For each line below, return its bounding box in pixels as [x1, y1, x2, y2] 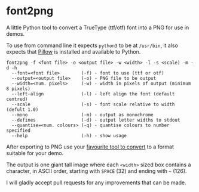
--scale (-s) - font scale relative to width [11, 101, 175, 107]
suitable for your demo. [6, 149, 64, 156]
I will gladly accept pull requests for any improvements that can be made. [6, 179, 186, 186]
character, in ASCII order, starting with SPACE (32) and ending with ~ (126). [6, 167, 187, 174]
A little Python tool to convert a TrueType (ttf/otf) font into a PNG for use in [6, 24, 189, 31]
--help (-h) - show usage [11, 132, 127, 138]
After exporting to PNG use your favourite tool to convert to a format [6, 143, 174, 150]
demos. [6, 30, 25, 37]
